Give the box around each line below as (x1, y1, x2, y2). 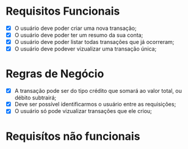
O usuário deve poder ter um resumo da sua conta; (14, 32, 143, 38)
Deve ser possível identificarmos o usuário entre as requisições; (14, 101, 176, 108)
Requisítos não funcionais (5, 129, 140, 143)
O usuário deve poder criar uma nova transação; (14, 24, 137, 32)
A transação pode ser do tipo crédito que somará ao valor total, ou (14, 87, 183, 95)
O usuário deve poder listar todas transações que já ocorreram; (14, 38, 175, 46)
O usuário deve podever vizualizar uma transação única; (14, 45, 157, 53)
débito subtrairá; (14, 94, 56, 101)
